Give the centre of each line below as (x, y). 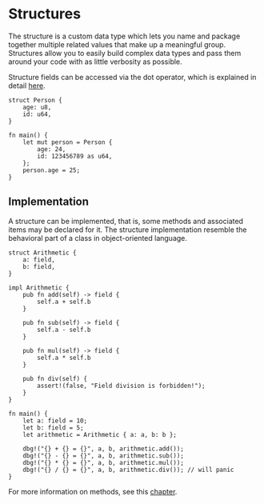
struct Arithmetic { (43, 253)
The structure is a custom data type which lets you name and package (124, 36)
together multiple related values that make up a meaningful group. (117, 44)
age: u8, (37, 107)
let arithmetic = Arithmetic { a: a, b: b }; (100, 434)
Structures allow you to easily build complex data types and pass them (125, 53)
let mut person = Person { (68, 142)
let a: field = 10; (55, 421)
